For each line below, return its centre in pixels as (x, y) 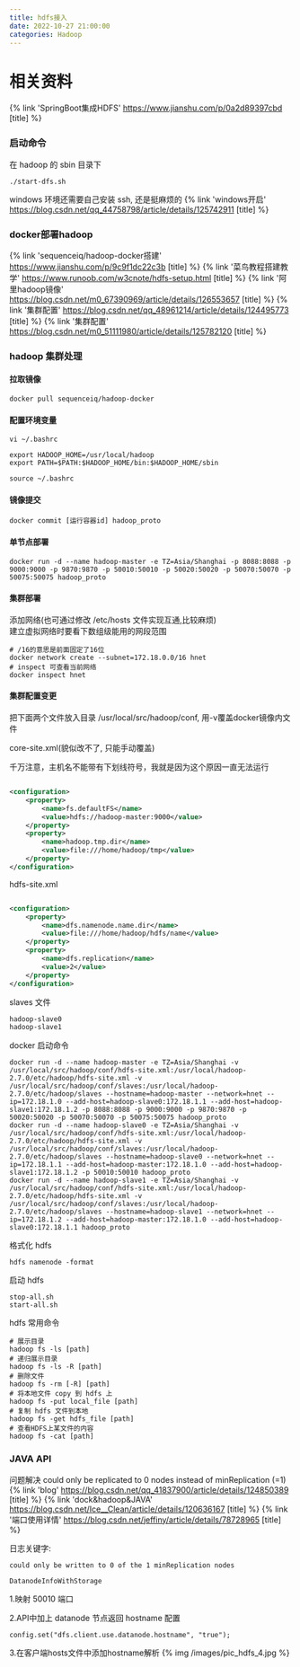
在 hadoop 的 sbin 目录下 (55, 164)
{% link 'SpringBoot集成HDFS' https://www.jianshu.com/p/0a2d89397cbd (146, 108)
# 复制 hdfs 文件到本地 (49, 1411)
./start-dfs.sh (38, 181)
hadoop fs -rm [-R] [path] (60, 1384)
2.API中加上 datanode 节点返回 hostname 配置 (95, 1618)
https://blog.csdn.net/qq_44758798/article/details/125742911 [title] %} (139, 209)
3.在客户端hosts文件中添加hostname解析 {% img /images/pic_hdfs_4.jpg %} (150, 1653)
